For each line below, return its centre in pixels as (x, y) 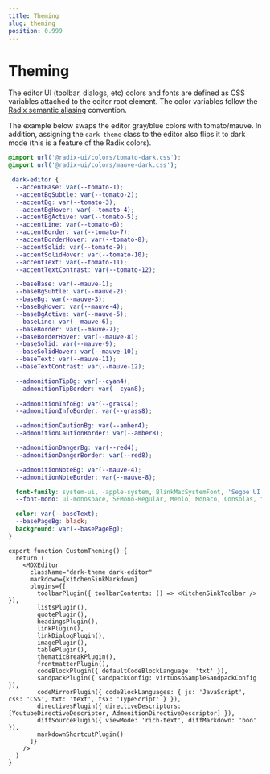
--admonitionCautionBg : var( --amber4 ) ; (82, 426)
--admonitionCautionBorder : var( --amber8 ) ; (89, 433)
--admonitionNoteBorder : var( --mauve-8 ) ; (86, 477)
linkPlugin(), (61, 628)
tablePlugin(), (63, 650)
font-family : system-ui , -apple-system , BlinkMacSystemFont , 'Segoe (133, 492)
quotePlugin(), (63, 614)
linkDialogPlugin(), (72, 635)
